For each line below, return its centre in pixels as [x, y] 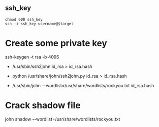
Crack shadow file [43, 105]
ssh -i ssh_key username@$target [39, 24]
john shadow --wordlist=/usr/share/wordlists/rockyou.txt [63, 119]
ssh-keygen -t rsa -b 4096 [32, 57]
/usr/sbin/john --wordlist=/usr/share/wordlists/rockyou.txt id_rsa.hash [83, 85]
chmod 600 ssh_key [24, 19]
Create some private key [56, 43]
